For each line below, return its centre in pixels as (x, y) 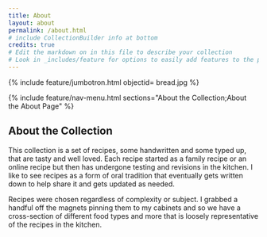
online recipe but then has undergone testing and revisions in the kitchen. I (130, 166)
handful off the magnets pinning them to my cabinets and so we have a (124, 208)
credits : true (32, 45)
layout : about (32, 23)
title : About (30, 15)
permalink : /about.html (48, 30)
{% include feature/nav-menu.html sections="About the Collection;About (128, 97)
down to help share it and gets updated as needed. (91, 184)
